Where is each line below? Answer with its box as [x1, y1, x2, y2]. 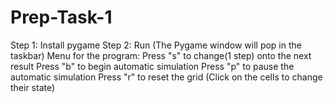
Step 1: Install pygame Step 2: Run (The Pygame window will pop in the [10, 39, 302, 51]
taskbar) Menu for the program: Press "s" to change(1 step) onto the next [10, 49, 312, 61]
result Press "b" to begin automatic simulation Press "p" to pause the [10, 60, 295, 72]
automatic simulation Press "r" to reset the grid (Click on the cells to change [10, 71, 323, 83]
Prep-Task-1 [10, 6, 113, 29]
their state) [10, 81, 56, 93]
